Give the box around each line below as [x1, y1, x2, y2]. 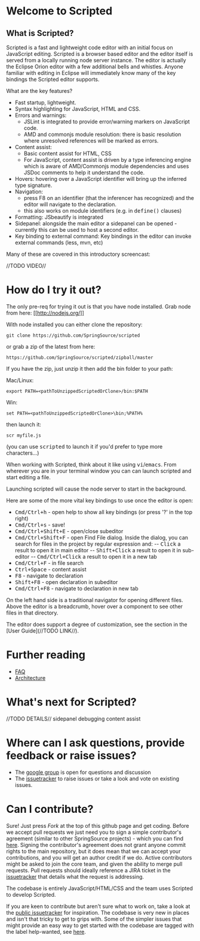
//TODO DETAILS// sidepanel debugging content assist [6, 715, 141, 722]
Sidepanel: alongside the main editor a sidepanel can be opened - [14, 220, 177, 227]
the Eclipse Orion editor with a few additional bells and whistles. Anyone [6, 63, 183, 70]
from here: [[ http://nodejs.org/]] [6, 309, 85, 316]
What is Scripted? [6, 28, 74, 38]
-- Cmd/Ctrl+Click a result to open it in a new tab [30, 553, 157, 560]
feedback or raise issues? [6, 749, 137, 762]
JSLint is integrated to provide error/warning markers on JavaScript [23, 118, 190, 125]
